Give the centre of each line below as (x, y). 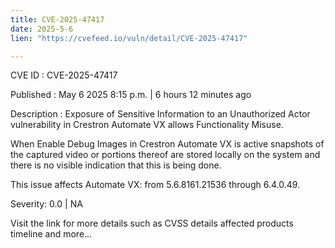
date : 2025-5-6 (42, 29)
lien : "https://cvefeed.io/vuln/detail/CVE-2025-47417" (129, 38)
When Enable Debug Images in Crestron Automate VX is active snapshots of (167, 144)
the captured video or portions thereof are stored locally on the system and (165, 155)
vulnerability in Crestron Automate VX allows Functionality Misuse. (147, 125)
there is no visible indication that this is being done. (116, 165)
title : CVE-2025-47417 (57, 19)
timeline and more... (51, 234)
